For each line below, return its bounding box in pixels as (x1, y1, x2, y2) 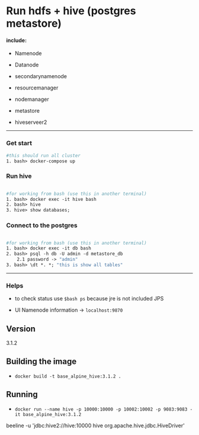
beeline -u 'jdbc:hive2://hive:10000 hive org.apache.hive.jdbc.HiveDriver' (6, 422, 185, 429)
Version (6, 324, 36, 334)
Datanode (14, 61, 39, 69)
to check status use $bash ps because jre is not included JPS (14, 295, 164, 302)
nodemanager (14, 96, 49, 103)
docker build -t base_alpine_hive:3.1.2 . (14, 373, 121, 379)
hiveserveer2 (14, 119, 47, 126)
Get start (6, 139, 33, 148)
